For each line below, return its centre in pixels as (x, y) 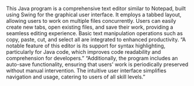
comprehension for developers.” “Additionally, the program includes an (92, 58)
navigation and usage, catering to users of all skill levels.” (76, 77)
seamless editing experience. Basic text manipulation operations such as (94, 33)
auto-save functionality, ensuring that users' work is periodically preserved (97, 64)
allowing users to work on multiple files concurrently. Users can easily (91, 21)
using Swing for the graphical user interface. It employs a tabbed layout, (94, 15)
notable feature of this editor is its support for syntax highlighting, (86, 46)
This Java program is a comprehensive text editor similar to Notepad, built (96, 8)
